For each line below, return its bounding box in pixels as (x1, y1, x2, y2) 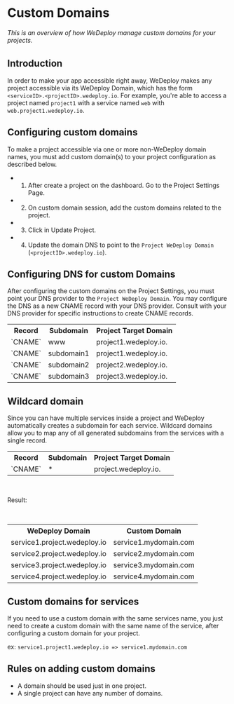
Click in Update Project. (27, 226, 97, 234)
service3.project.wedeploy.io (11, 560, 107, 570)
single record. (7, 436, 48, 445)
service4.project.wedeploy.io (11, 571, 107, 581)
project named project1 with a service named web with (7, 98, 165, 107)
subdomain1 (48, 348, 90, 358)
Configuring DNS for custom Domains (7, 269, 176, 280)
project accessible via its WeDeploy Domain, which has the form (7, 83, 193, 92)
